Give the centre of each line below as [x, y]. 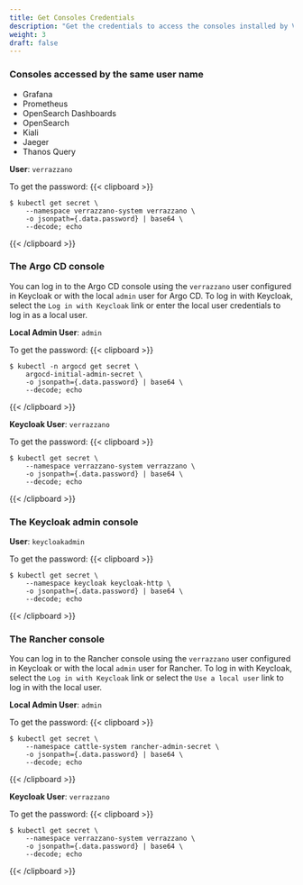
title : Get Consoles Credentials [72, 18]
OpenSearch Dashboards [69, 113]
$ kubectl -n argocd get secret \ [74, 366]
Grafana [37, 94]
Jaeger [36, 141]
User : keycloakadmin [47, 542]
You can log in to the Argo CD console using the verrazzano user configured [150, 286]
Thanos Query [49, 151]
